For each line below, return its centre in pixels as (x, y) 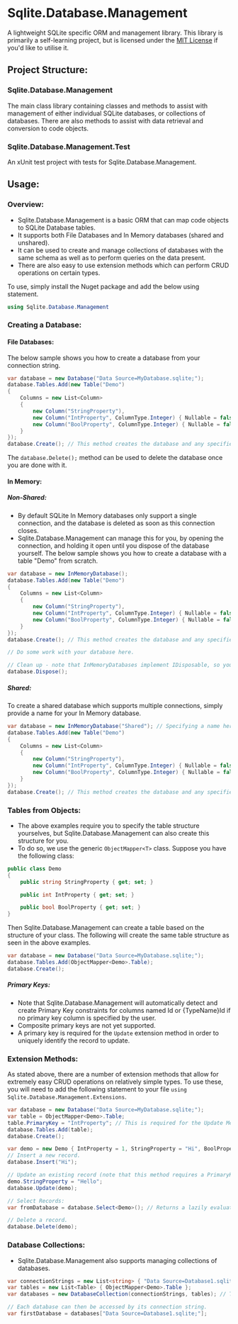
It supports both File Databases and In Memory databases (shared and (121, 235)
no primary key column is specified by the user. (87, 1018)
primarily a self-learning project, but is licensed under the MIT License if (113, 40)
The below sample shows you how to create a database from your (104, 358)
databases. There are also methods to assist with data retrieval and (105, 120)
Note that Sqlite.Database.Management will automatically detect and (118, 1003)
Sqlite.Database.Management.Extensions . (67, 1097)
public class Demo (34, 869)
